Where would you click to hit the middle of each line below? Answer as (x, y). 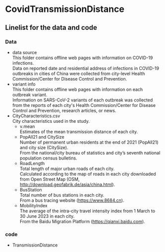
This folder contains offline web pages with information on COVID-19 (82, 58)
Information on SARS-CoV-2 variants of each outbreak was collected (82, 100)
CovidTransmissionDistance (65, 9)
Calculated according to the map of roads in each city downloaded (88, 174)
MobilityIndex (34, 205)
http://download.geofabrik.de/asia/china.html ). (67, 184)
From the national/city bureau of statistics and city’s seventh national (90, 153)
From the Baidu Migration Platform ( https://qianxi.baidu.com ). (82, 221)
